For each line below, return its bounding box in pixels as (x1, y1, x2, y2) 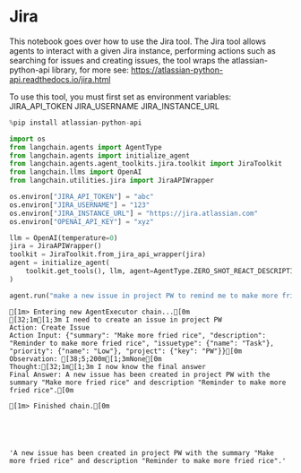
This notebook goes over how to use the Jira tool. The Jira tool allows (9, 36, 267, 47)
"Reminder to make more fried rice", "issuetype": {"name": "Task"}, (9, 339, 275, 348)
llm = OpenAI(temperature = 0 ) (9, 233, 118, 243)
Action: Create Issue (9, 322, 90, 332)
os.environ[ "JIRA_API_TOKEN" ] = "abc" (9, 193, 154, 202)
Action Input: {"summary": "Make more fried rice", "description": (9, 331, 267, 340)
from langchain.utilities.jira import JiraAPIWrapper (9, 176, 215, 185)
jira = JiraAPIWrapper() (9, 242, 102, 251)
